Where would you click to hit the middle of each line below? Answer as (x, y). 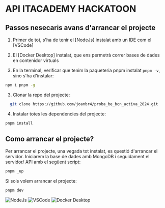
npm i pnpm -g (20, 85)
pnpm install (19, 123)
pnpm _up (15, 171)
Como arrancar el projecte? (50, 139)
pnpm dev (15, 190)
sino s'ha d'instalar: (33, 76)
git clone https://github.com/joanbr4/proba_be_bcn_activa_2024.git (84, 104)
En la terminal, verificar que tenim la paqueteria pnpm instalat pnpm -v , (86, 70)
